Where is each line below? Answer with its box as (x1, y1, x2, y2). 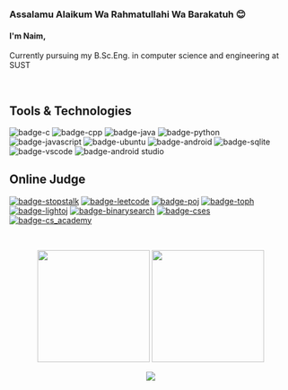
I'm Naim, (9, 30, 47, 41)
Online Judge (9, 172, 86, 187)
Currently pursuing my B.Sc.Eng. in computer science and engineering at (9, 50, 280, 61)
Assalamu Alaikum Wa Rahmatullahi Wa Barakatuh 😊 (9, 8, 246, 21)
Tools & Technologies (9, 103, 132, 118)
